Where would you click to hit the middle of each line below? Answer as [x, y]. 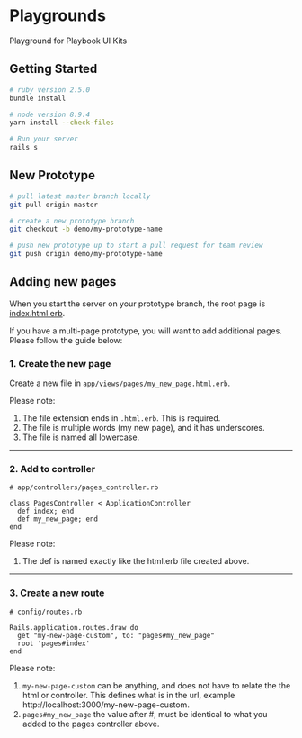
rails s [24, 148]
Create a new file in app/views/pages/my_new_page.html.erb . [120, 383]
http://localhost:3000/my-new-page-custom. [106, 705]
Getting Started [53, 69]
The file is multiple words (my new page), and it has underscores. [143, 428]
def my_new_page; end [58, 519]
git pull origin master [54, 205]
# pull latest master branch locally [80, 196]
